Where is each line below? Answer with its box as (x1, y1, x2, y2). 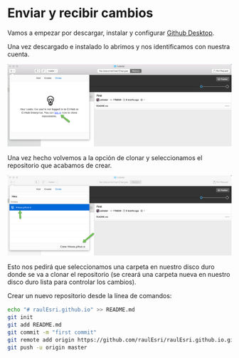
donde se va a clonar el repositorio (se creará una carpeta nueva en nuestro (7, 270, 230, 279)
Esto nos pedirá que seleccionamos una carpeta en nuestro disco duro (7, 263, 215, 271)
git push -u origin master (7, 344, 87, 351)
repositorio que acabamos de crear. (7, 161, 112, 169)
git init (7, 314, 33, 321)
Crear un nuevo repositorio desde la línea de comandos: (7, 292, 172, 300)
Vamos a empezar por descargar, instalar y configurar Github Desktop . (7, 28, 215, 37)
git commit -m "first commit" (7, 329, 97, 336)
